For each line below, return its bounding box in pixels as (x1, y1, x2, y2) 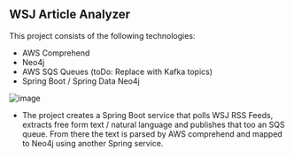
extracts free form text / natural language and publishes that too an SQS (21, 119, 285, 130)
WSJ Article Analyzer (9, 7, 131, 22)
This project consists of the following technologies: (9, 30, 196, 41)
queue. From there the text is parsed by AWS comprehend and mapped (21, 128, 283, 139)
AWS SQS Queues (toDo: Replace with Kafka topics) (21, 66, 213, 77)
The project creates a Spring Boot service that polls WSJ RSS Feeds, (21, 109, 274, 120)
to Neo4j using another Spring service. (21, 138, 164, 148)
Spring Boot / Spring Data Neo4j (21, 75, 140, 86)
